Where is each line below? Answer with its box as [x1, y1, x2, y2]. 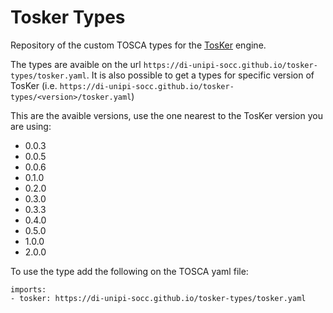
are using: [10, 120, 52, 132]
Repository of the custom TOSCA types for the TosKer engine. [10, 39, 267, 51]
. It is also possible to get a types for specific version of [86, 69, 315, 81]
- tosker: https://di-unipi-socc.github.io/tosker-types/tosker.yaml [10, 293, 307, 303]
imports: [10, 284, 47, 295]
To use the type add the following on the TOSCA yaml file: [10, 265, 249, 277]
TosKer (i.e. [10, 79, 58, 91]
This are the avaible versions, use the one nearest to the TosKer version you [10, 109, 323, 121]
